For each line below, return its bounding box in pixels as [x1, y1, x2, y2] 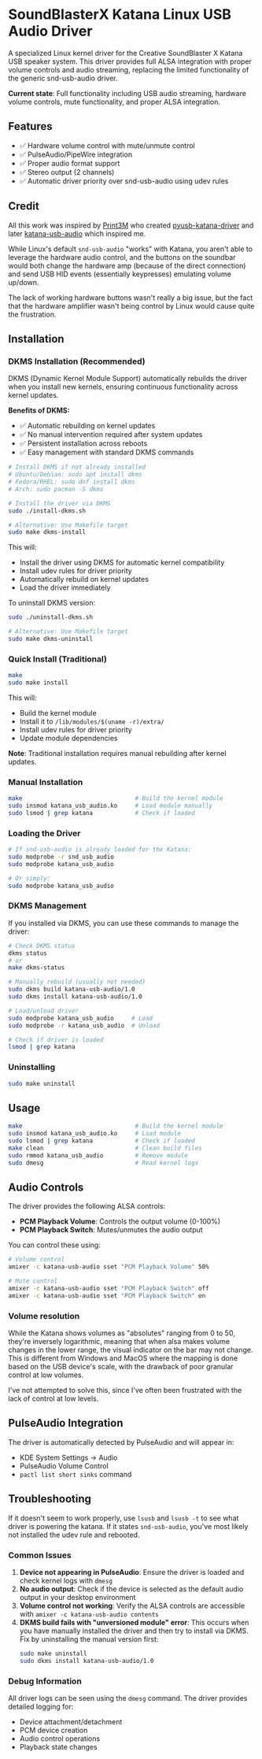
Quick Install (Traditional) [8, 654, 108, 665]
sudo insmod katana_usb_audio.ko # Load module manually [8, 802, 213, 810]
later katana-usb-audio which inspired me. [8, 228, 146, 238]
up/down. [8, 277, 39, 287]
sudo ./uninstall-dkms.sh [8, 613, 93, 621]
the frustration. [8, 309, 57, 319]
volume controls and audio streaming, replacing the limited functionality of [8, 65, 249, 74]
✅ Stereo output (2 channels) [19, 167, 115, 176]
